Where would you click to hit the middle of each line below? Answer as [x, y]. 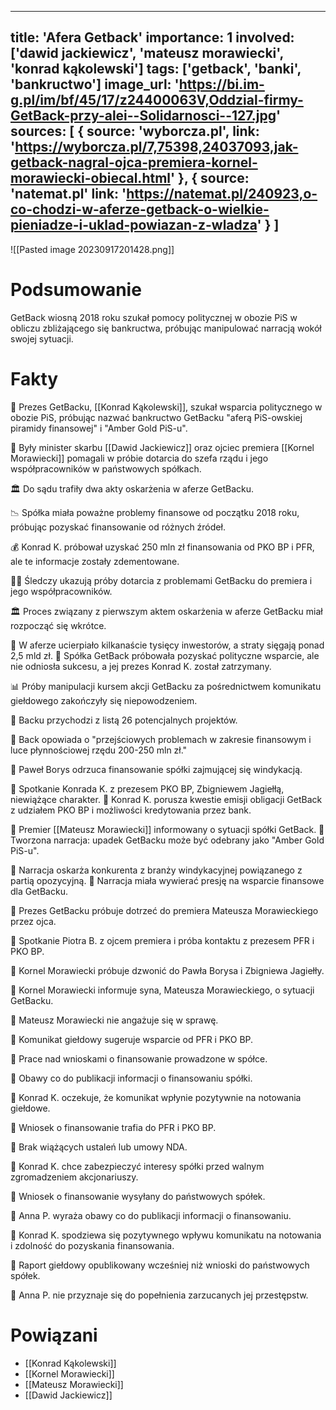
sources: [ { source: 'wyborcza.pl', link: [135, 131]
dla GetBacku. [39, 891]
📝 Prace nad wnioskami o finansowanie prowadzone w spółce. [139, 1058]
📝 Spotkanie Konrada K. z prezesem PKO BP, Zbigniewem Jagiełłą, [147, 788]
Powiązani [54, 1335]
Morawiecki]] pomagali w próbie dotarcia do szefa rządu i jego [139, 458]
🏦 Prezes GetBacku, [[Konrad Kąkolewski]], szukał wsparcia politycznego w [166, 407]
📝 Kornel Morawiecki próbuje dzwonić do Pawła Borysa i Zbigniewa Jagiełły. [167, 970]
